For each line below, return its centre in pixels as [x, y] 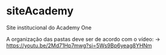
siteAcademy [40, 11]
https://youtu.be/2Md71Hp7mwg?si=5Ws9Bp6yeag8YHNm [79, 45]
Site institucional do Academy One [49, 27]
